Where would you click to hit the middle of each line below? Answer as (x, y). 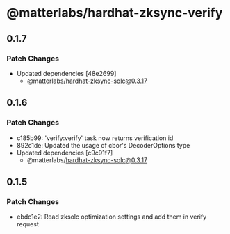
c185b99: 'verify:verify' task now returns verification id (95, 138)
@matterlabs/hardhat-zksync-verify (115, 13)
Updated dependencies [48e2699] (66, 73)
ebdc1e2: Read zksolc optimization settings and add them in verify (112, 217)
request (27, 224)
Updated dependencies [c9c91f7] (65, 153)
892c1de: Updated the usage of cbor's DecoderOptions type (103, 145)
